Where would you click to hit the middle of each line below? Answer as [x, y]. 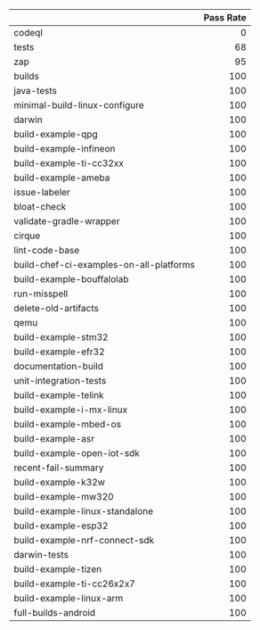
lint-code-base [47, 250]
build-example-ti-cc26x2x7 [74, 584]
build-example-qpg [56, 134]
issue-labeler [42, 192]
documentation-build [59, 366]
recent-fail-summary [59, 468]
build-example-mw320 [64, 497]
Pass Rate [225, 17]
